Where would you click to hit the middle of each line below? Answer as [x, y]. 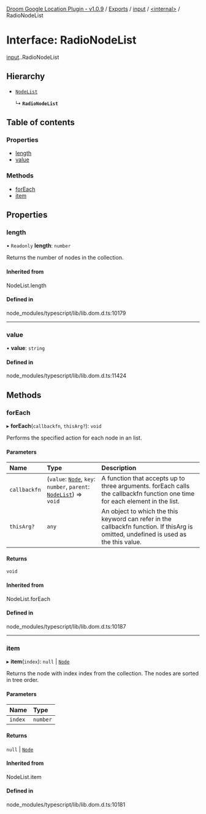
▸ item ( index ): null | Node [38, 662]
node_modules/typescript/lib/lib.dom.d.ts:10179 [66, 313]
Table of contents [40, 122]
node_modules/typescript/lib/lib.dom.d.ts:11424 [67, 376]
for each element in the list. [140, 502]
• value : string [25, 348]
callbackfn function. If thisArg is [147, 527]
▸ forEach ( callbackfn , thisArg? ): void [54, 426]
